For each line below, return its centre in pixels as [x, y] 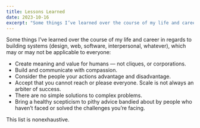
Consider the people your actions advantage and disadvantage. [93, 77]
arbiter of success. [38, 89]
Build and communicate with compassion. [66, 70]
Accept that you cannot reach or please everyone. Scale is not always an [104, 83]
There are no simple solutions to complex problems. [79, 95]
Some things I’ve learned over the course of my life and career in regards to [99, 40]
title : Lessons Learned [36, 12]
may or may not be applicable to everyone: [59, 52]
